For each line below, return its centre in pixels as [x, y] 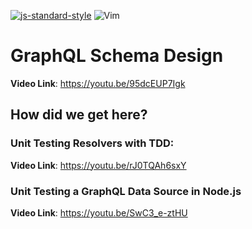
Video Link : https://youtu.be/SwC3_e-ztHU [99, 212]
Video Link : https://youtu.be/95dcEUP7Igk [98, 83]
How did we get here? [79, 115]
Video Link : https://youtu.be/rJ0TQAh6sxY [98, 165]
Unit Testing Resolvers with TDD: [92, 143]
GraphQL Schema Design [117, 56]
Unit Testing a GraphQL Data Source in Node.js [126, 191]
